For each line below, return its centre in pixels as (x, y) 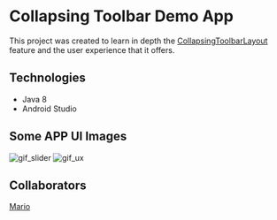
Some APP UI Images (68, 137)
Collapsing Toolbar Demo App (122, 16)
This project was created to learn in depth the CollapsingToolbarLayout (138, 41)
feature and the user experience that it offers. (92, 49)
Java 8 (34, 99)
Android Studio (49, 109)
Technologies (48, 78)
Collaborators (48, 185)
